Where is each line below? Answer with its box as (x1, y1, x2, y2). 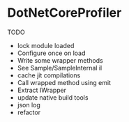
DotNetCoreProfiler (7, 5, 122, 21)
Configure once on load (17, 49, 86, 57)
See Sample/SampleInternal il (17, 63, 103, 72)
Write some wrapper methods (17, 56, 103, 64)
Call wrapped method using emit (17, 78, 112, 86)
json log (17, 100, 40, 109)
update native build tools (17, 93, 89, 102)
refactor (17, 108, 40, 116)
